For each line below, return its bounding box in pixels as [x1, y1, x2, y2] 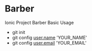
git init [12, 29, 25, 35]
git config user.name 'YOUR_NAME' [12, 34, 87, 40]
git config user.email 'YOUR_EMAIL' [12, 39, 87, 45]
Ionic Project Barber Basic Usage [5, 19, 74, 25]
